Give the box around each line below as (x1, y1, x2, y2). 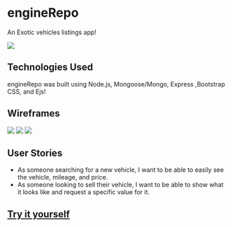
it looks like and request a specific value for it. (17, 188, 150, 196)
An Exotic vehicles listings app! (7, 28, 96, 36)
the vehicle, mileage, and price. (17, 173, 108, 182)
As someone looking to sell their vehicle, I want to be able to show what (17, 180, 224, 189)
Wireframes (7, 108, 61, 119)
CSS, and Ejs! (7, 87, 47, 96)
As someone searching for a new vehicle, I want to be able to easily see (17, 166, 224, 174)
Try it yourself (7, 208, 70, 220)
